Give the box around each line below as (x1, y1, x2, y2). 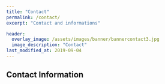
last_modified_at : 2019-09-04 (6, 47, 82, 54)
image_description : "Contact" (11, 42, 87, 48)
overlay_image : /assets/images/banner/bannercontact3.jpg (11, 37, 160, 43)
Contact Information (6, 70, 84, 80)
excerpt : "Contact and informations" (6, 20, 101, 26)
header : (6, 31, 26, 37)
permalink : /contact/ (6, 14, 61, 20)
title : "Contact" (6, 8, 50, 15)
